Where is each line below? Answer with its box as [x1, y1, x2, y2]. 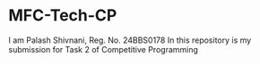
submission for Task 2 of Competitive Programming [8, 44, 199, 54]
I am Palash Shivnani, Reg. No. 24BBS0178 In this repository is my [8, 35, 252, 45]
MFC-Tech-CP [8, 5, 117, 26]
